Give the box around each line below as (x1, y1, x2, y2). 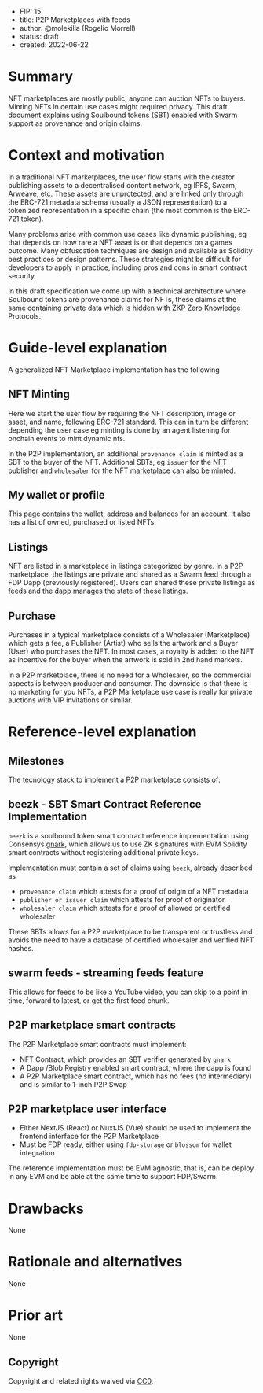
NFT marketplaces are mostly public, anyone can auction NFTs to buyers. (8, 94, 246, 103)
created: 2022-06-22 (19, 40, 89, 50)
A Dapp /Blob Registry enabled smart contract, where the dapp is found (19, 1063, 252, 1072)
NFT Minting (8, 388, 71, 401)
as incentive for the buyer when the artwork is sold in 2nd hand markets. (8, 655, 243, 665)
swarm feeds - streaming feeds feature (8, 967, 204, 980)
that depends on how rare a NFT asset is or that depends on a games (8, 238, 233, 247)
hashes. (8, 943, 34, 953)
